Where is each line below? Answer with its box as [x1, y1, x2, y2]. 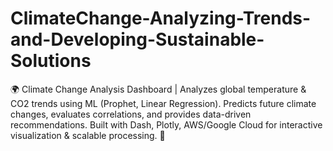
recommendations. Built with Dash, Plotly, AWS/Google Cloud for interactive [10, 118, 323, 131]
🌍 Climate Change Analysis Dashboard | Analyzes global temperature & [10, 83, 307, 95]
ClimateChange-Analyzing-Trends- [10, 7, 312, 30]
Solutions [10, 50, 92, 72]
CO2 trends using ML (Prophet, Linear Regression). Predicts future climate [10, 97, 317, 109]
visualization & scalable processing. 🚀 [10, 129, 166, 141]
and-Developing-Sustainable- [10, 28, 265, 51]
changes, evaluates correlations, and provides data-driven [10, 108, 252, 120]
